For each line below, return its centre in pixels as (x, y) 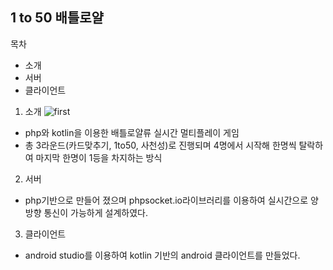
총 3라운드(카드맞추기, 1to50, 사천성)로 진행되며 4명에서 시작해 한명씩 (160, 145)
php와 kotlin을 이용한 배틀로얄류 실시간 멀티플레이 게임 (132, 132)
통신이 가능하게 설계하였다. (95, 212)
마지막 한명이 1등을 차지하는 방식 (99, 157)
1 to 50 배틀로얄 (57, 18)
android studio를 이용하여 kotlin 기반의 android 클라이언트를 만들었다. (162, 255)
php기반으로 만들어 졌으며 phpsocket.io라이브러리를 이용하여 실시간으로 (166, 200)
